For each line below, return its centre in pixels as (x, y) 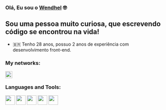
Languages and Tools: (33, 87)
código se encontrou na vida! (53, 32)
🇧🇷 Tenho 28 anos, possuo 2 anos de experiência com (71, 44)
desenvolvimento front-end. (42, 50)
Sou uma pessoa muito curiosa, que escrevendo (83, 24)
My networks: (23, 63)
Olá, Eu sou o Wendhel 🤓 (36, 8)
